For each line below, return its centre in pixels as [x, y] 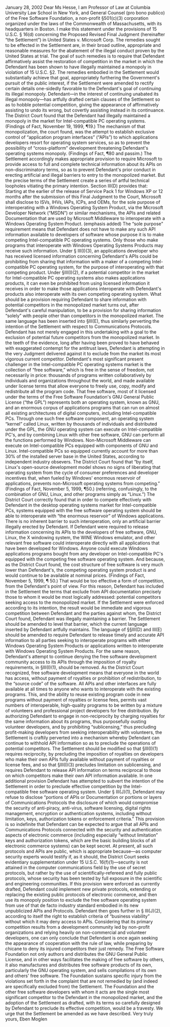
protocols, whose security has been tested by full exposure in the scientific [84, 878]
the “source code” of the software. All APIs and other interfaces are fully [81, 684]
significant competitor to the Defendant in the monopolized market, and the [84, 997]
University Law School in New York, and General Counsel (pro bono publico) [85, 13]
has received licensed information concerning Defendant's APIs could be [82, 256]
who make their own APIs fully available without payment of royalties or [80, 759]
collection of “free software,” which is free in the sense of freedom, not [80, 370]
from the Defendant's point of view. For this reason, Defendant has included [84, 586]
